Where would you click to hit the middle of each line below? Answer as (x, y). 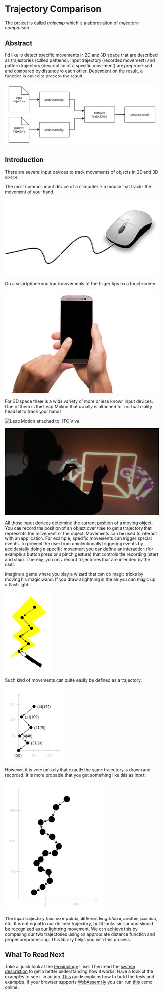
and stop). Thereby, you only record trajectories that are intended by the (78, 559)
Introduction (24, 160)
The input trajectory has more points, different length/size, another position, (81, 918)
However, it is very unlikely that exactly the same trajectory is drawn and (78, 770)
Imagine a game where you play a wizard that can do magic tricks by (74, 574)
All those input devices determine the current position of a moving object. (79, 523)
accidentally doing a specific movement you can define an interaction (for (79, 549)
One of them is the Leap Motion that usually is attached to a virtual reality (79, 407)
